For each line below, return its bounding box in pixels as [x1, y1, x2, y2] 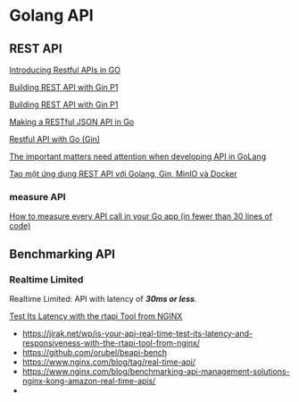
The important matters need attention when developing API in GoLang [9, 151, 266, 162]
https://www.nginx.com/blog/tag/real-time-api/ [21, 356, 196, 367]
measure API [9, 190, 66, 203]
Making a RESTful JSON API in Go [9, 117, 135, 127]
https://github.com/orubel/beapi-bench [21, 347, 168, 357]
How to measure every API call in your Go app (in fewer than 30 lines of [9, 211, 273, 222]
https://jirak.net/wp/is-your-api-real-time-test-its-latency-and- [21, 328, 253, 339]
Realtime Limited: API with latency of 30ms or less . [9, 293, 197, 304]
